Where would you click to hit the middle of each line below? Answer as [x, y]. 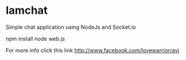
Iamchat [27, 10]
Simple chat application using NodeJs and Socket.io [71, 27]
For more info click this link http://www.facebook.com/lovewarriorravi [93, 50]
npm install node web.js [35, 38]
